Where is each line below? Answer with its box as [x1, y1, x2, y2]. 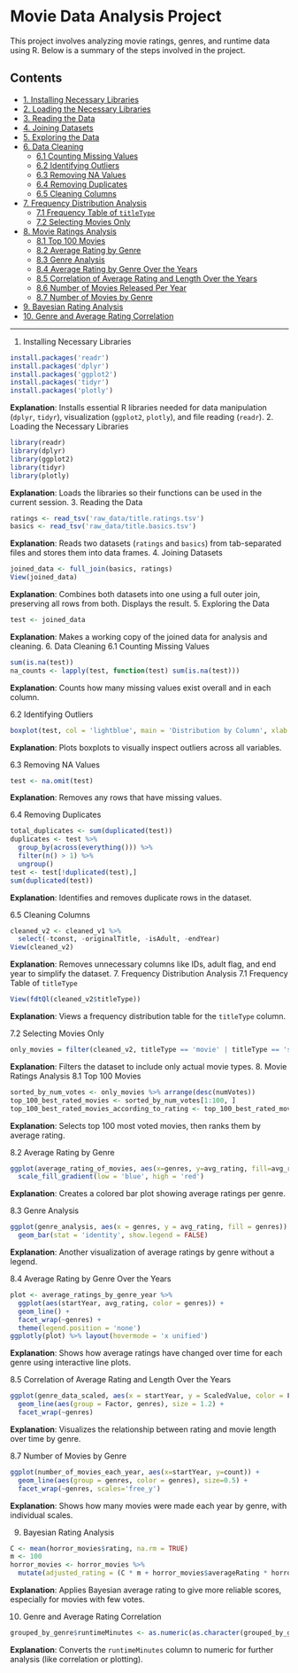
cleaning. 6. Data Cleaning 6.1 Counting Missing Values [10, 641, 210, 651]
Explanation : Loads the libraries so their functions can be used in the [10, 487, 263, 498]
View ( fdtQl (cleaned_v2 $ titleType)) [10, 995, 141, 1004]
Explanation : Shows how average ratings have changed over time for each [10, 1348, 283, 1358]
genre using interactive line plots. [10, 1358, 132, 1368]
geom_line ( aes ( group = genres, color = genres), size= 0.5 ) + [18, 1475, 248, 1485]
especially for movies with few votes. [10, 1594, 145, 1605]
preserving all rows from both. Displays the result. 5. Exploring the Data [10, 598, 271, 609]
